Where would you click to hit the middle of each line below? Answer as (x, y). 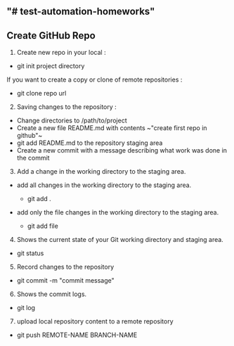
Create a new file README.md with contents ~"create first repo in (112, 128)
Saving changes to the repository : (66, 107)
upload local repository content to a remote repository (95, 321)
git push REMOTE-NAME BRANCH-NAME (77, 335)
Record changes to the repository (65, 267)
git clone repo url (41, 94)
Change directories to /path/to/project (72, 121)
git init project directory (51, 66)
